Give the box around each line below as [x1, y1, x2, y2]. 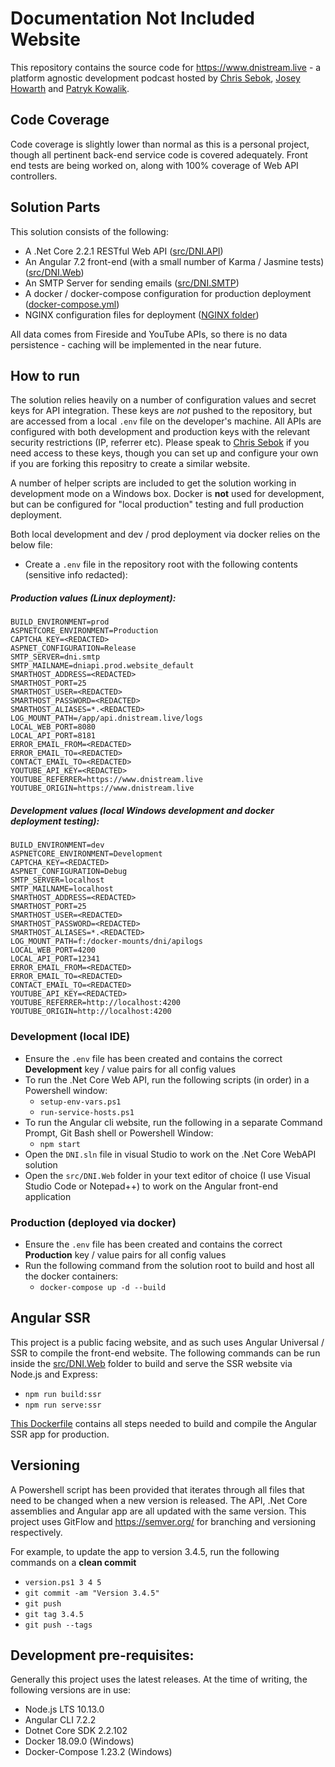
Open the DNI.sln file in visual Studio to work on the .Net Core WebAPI [24, 1148, 317, 1160]
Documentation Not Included [10, 7, 255, 30]
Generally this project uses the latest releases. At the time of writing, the [10, 1673, 308, 1686]
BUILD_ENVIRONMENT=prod [10, 617, 110, 627]
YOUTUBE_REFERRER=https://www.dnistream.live [10, 775, 203, 785]
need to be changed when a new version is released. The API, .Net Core [10, 1494, 308, 1506]
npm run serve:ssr [24, 1400, 102, 1410]
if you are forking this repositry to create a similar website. [10, 458, 251, 470]
